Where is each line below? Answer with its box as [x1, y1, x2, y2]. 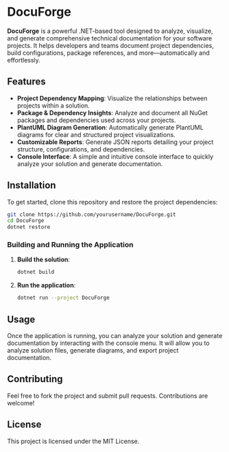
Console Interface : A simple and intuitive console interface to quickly [16, 152, 214, 160]
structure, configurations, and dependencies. [16, 145, 145, 153]
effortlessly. [7, 56, 41, 64]
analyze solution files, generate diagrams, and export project [7, 346, 179, 355]
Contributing [7, 373, 63, 385]
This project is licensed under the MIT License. [7, 437, 140, 445]
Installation [7, 180, 56, 191]
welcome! [7, 399, 35, 407]
